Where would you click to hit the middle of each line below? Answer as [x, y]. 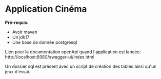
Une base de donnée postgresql [44, 42]
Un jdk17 [21, 37]
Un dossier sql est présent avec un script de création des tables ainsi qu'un [81, 66]
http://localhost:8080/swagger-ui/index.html [50, 57]
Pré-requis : [17, 22]
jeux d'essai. [18, 71]
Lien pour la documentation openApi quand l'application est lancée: [73, 52]
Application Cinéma [46, 9]
